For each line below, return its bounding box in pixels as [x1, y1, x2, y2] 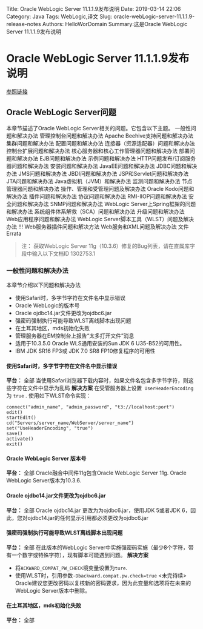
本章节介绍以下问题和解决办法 [6, 281, 81, 289]
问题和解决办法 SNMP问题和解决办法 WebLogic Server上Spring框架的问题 [11, 200, 196, 207]
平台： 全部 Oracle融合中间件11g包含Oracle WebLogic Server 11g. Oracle [6, 469, 187, 477]
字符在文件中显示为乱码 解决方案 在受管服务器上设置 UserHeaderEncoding [11, 384, 194, 392]
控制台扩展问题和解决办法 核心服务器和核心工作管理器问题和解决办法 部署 [6, 147, 190, 155]
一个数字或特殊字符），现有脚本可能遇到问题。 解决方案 [11, 551, 148, 559]
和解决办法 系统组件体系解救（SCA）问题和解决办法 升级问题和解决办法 [6, 208, 185, 215]
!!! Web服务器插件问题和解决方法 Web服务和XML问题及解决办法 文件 [18, 223, 189, 230]
